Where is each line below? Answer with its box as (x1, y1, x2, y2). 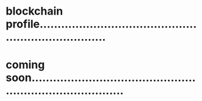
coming (5, 58, 45, 72)
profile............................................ (5, 17, 197, 31)
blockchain (5, 4, 63, 18)
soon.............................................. (5, 71, 196, 85)
